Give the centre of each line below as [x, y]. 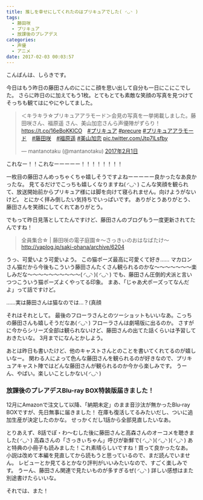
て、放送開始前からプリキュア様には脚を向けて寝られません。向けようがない [101, 191]
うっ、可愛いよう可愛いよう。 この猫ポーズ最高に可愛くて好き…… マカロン [99, 259]
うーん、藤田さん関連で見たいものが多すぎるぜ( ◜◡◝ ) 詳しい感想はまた [106, 470]
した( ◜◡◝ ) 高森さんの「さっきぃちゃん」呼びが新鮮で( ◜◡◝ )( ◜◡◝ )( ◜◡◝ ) [96, 440]
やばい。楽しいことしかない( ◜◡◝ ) [59, 373]
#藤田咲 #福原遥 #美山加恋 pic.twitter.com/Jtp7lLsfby [100, 138]
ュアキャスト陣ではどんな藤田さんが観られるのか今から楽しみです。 [91, 365]
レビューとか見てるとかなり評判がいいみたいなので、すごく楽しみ [100, 463]
